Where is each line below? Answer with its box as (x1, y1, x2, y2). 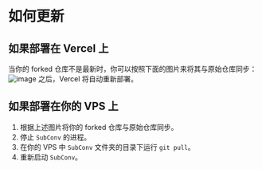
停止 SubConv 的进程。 (19, 132, 92, 142)
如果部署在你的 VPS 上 (8, 100, 119, 113)
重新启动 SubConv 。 (19, 152, 82, 162)
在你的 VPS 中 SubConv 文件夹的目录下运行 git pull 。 (19, 142, 195, 151)
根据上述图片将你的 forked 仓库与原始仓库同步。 (19, 122, 178, 132)
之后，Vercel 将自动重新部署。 (38, 74, 138, 84)
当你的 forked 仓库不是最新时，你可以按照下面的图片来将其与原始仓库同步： (8, 65, 257, 73)
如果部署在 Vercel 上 (8, 41, 109, 55)
